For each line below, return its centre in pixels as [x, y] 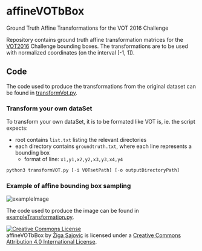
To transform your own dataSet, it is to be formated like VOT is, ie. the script [101, 122]
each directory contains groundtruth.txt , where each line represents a [103, 146]
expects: [17, 128]
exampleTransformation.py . [40, 217]
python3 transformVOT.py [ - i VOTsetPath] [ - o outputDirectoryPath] [93, 170]
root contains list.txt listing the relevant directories [81, 140]
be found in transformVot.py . [42, 93]
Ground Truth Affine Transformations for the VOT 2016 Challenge [87, 28]
